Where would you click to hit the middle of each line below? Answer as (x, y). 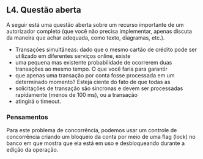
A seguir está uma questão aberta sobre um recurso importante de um (95, 24)
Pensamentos (27, 117)
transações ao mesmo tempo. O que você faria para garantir (91, 69)
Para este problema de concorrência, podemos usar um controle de (92, 130)
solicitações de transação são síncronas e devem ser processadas (99, 88)
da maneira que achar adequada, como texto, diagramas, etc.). (86, 37)
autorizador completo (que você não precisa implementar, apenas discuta (99, 31)
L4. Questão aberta (44, 10)
